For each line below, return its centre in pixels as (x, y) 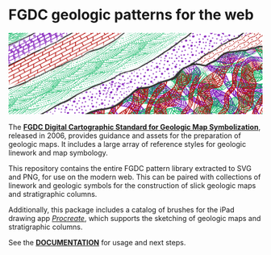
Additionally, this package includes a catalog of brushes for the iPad (122, 210)
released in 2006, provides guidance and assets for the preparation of (125, 136)
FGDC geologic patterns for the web (131, 15)
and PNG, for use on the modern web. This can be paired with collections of (135, 177)
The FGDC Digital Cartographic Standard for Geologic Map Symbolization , (134, 127)
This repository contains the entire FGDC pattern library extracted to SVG (130, 169)
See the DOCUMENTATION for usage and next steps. (97, 243)
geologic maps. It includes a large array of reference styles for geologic (127, 144)
